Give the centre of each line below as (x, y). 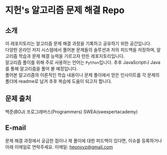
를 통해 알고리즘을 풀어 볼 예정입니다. (41, 69)
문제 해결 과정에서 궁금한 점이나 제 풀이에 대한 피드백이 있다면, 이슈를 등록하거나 (84, 140)
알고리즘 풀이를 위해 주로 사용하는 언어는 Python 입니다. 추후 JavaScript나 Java (83, 62)
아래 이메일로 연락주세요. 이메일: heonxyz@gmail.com (59, 147)
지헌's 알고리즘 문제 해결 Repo (65, 10)
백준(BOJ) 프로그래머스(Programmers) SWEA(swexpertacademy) (72, 112)
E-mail (16, 128)
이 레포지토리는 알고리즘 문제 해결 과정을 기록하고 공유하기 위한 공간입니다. (78, 44)
